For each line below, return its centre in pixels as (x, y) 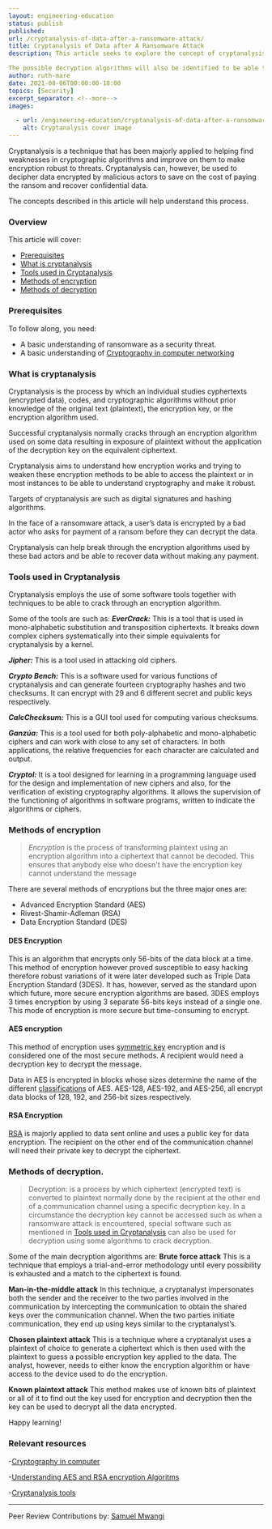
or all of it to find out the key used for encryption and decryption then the (130, 1399)
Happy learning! (35, 1423)
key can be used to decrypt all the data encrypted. (93, 1407)
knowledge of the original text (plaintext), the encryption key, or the (121, 408)
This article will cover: (45, 240)
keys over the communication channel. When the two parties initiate (121, 1315)
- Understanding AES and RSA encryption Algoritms (94, 1477)
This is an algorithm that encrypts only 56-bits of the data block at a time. (131, 958)
